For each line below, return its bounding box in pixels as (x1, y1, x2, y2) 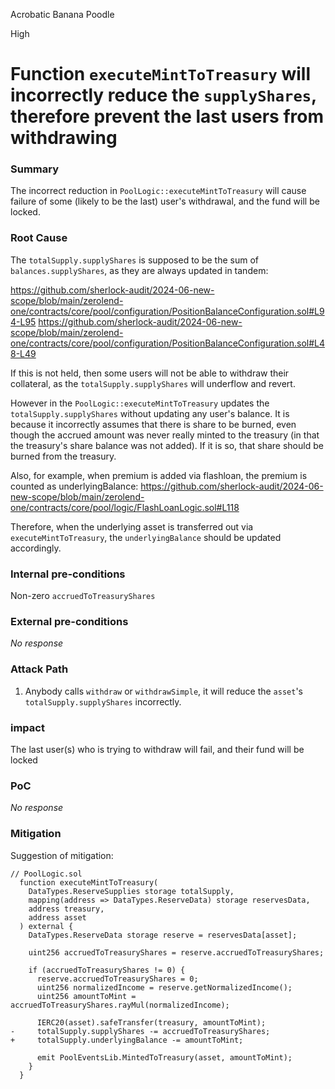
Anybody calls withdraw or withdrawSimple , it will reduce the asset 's (24, 685, 303, 697)
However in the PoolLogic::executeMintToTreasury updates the (10, 397, 270, 409)
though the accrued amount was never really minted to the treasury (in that (10, 429, 320, 441)
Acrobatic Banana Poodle (10, 9, 115, 20)
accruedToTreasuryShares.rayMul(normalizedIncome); (10, 1000, 230, 1010)
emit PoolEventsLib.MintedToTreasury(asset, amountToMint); (36, 1052, 293, 1063)
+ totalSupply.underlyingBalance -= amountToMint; (10, 1035, 244, 1045)
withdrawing (10, 127, 118, 149)
